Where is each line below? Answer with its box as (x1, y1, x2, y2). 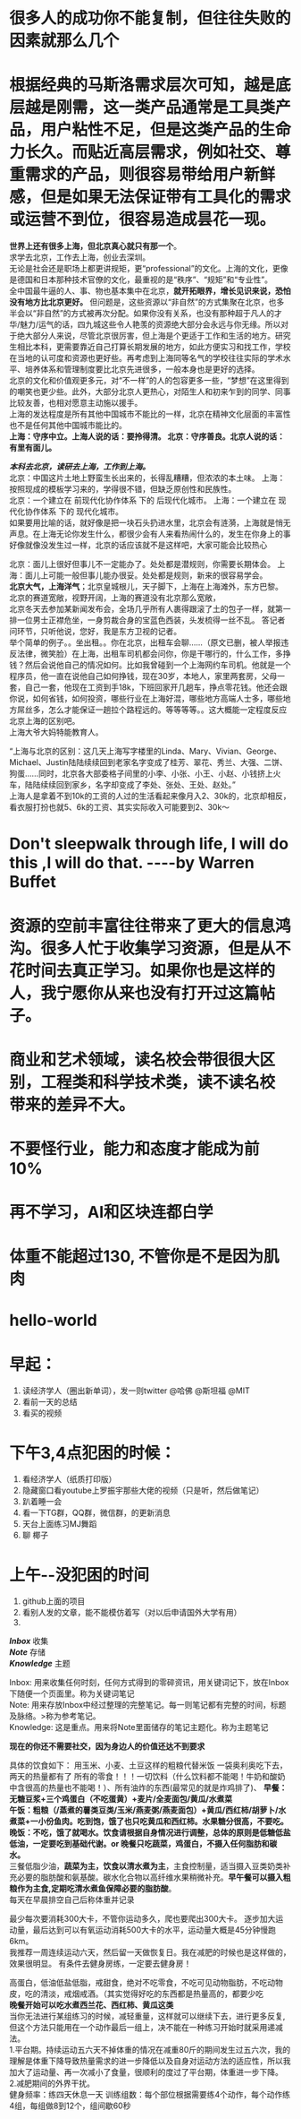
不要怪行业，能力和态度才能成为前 (9, 1139, 261, 1159)
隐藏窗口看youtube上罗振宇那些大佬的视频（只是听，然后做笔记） (21, 1485, 264, 1496)
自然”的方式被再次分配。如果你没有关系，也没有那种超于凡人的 (44, 308, 275, 319)
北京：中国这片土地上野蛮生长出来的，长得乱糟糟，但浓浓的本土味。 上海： (9, 472, 286, 484)
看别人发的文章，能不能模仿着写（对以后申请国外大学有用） (21, 1607, 242, 1618)
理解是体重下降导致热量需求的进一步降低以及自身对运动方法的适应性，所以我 (9, 2055, 291, 2066)
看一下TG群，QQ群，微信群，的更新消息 (21, 1507, 171, 1519)
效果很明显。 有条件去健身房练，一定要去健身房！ (9, 1959, 192, 1969)
